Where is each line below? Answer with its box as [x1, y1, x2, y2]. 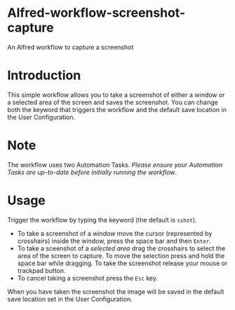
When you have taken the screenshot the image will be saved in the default [7, 287, 224, 295]
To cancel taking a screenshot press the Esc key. [17, 274, 159, 282]
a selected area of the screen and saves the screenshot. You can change [7, 98, 219, 106]
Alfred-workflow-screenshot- [7, 5, 186, 21]
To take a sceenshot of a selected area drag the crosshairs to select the [17, 244, 226, 253]
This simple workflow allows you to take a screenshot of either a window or [7, 90, 225, 99]
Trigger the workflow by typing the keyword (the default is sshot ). [7, 216, 197, 224]
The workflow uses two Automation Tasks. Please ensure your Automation [7, 160, 223, 169]
